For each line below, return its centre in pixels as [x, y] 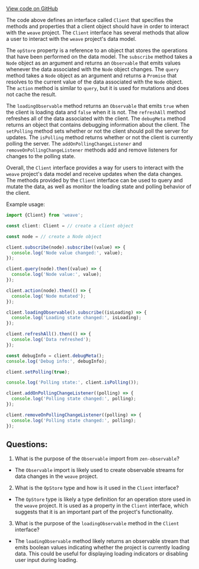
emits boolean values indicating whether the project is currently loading [102, 548]
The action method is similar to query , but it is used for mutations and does [98, 88]
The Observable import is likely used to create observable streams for [99, 470]
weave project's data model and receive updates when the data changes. [94, 174]
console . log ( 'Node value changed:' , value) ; [67, 253]
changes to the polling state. [41, 156]
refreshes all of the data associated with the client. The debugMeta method [96, 118]
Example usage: [26, 204]
